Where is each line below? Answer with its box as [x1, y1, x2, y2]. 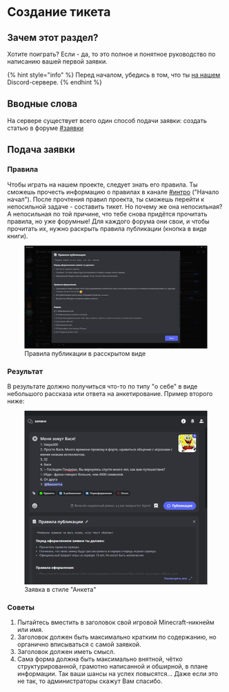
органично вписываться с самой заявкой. [17, 640, 141, 648]
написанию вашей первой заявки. [7, 57, 108, 66]
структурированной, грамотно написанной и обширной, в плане [17, 662, 208, 671]
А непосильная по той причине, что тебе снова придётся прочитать [7, 209, 208, 218]
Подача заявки [7, 144, 76, 156]
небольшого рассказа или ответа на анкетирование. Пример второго [7, 389, 213, 398]
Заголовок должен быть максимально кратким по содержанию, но [17, 633, 217, 642]
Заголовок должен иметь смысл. [17, 648, 115, 656]
